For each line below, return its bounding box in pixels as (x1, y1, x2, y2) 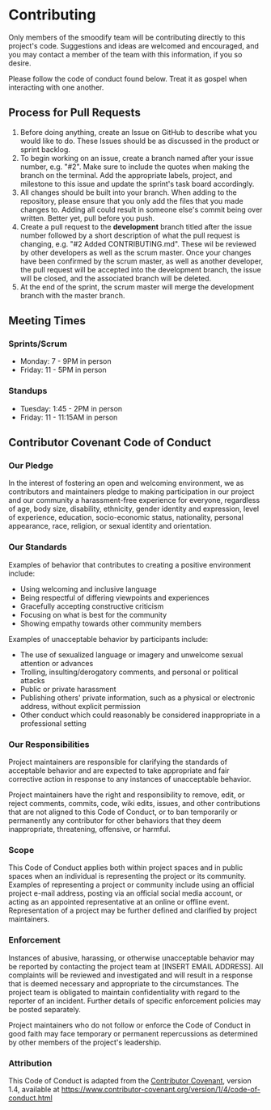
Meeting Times (8, 314, 87, 328)
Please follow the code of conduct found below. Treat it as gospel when (8, 74, 248, 83)
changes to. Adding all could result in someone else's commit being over (19, 205, 263, 214)
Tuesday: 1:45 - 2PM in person (19, 403, 123, 413)
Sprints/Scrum (8, 338, 67, 349)
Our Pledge (8, 460, 54, 471)
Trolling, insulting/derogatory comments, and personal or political (19, 667, 239, 677)
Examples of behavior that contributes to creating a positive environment (8, 559, 252, 569)
